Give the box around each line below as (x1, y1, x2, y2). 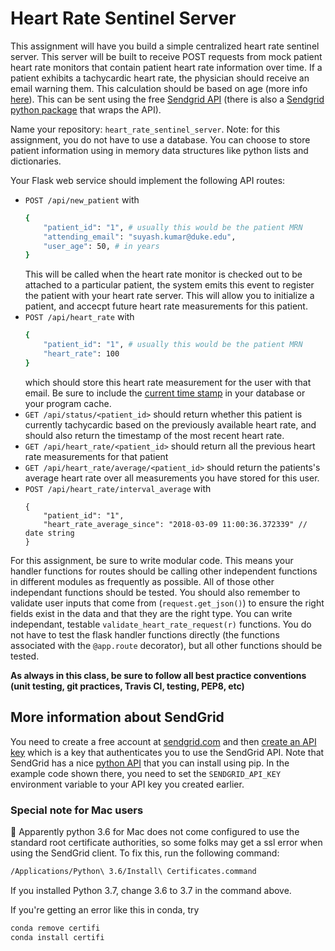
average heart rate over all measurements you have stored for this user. (24, 472, 320, 484)
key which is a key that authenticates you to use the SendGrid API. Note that (10, 746, 325, 758)
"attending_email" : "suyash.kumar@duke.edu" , (43, 232, 237, 242)
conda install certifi (10, 932, 105, 942)
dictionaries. (10, 155, 62, 167)
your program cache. (24, 397, 112, 409)
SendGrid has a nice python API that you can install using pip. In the (10, 757, 290, 769)
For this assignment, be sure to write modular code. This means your (10, 554, 294, 566)
